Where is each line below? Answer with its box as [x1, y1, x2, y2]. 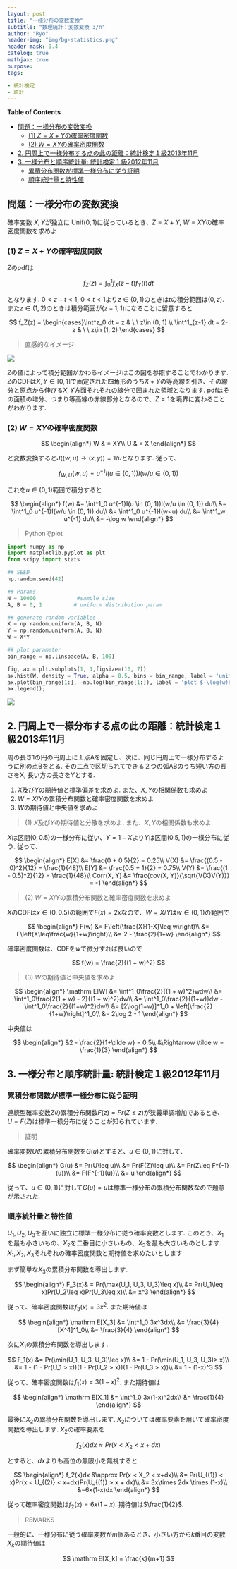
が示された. [7, 1192, 41, 1200]
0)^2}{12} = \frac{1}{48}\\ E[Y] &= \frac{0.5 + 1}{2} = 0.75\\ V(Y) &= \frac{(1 [9, 864, 228, 872]
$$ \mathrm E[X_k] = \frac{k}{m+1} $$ [62, 1554, 175, 1563]
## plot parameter [7, 647, 61, 654]
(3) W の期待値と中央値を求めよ [24, 973, 116, 982]
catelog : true [7, 50, 49, 57]
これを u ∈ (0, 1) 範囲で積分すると [7, 485, 102, 494]
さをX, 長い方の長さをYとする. [7, 771, 95, 779]
